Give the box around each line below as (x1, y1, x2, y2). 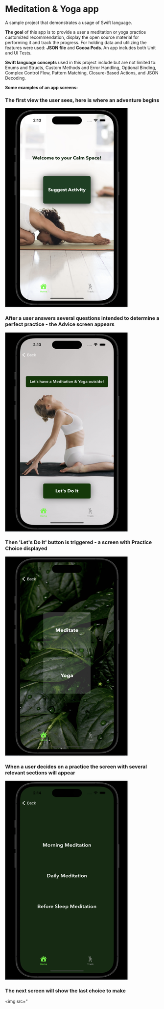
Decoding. (5, 75, 26, 81)
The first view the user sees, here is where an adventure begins (5, 96, 160, 103)
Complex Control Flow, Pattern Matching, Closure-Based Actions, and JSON (5, 70, 159, 75)
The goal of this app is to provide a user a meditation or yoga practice (5, 29, 146, 35)
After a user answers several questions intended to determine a (5, 315, 160, 322)
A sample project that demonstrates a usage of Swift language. (5, 20, 132, 25)
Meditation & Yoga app (5, 3, 99, 15)
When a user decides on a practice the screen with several (5, 763, 147, 770)
